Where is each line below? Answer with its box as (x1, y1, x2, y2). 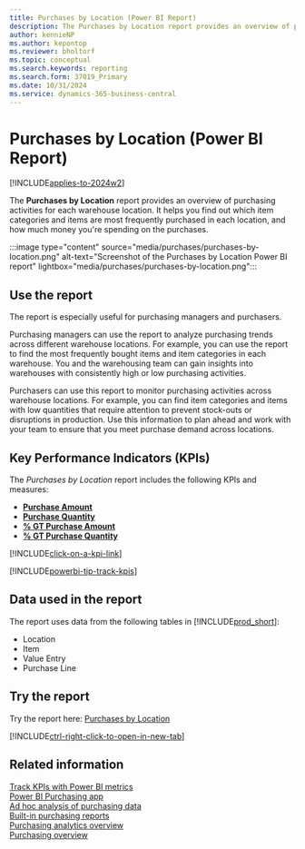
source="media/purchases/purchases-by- (101, 242, 260, 252)
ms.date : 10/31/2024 (9, 81, 88, 90)
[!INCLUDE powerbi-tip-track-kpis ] (9, 566, 138, 577)
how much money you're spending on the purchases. (9, 224, 209, 235)
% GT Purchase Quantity (22, 530, 119, 541)
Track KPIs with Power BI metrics (9, 781, 133, 792)
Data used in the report (9, 592, 143, 607)
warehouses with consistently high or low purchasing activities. (9, 368, 247, 379)
